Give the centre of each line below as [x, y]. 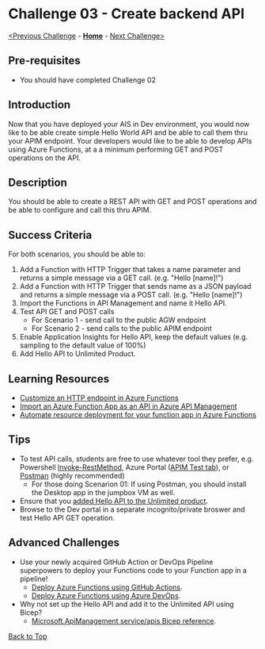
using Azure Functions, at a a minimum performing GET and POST [116, 149]
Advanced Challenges [64, 543]
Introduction [40, 105]
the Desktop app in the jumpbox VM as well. [103, 492]
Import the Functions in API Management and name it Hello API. [123, 303]
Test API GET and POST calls [67, 312]
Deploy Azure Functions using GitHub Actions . [107, 587]
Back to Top [28, 636]
